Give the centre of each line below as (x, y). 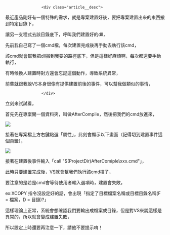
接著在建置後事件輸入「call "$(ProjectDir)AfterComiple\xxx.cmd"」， (76, 161)
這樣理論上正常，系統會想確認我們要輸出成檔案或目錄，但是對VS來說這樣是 (83, 210)
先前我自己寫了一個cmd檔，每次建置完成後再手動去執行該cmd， (72, 45)
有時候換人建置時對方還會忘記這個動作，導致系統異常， (63, 73)
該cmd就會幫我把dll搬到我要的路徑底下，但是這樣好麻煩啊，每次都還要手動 (83, 56)
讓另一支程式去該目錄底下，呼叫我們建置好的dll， (56, 34)
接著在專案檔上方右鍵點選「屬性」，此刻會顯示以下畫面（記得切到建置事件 (82, 134)
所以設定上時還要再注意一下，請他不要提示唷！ (54, 227)
